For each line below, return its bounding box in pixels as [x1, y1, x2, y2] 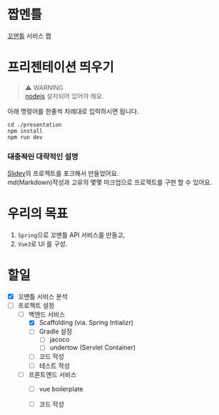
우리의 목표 [7, 206, 68, 222]
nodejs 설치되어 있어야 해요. [24, 91, 104, 100]
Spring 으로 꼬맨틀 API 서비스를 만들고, [17, 231, 126, 239]
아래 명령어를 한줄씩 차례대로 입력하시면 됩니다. [7, 106, 139, 115]
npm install [7, 127, 43, 134]
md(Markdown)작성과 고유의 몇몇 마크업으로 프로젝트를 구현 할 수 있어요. [7, 178, 213, 186]
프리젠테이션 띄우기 [7, 59, 114, 76]
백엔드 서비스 [28, 310, 66, 319]
